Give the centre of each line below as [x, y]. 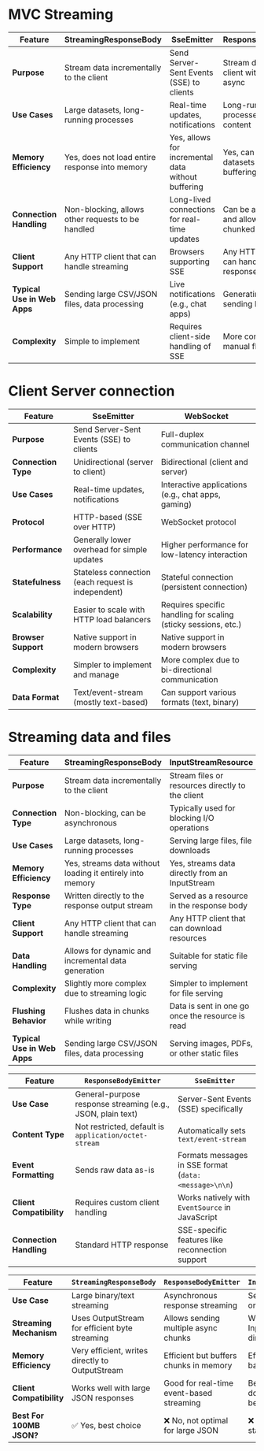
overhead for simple [110, 549]
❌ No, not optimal [196, 1420]
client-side [190, 336]
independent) [98, 592]
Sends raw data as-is [115, 1170]
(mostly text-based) [111, 702]
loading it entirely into [104, 873]
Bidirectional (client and [205, 462]
